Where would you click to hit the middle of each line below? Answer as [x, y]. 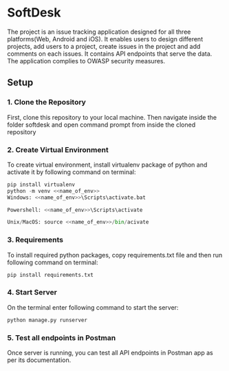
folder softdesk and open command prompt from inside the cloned [101, 125]
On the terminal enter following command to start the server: [93, 307]
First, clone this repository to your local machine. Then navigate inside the [112, 117]
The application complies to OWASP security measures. [86, 61]
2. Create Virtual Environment [58, 149]
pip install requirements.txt [51, 275]
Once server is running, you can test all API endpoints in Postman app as [110, 352]
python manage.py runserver [47, 320]
